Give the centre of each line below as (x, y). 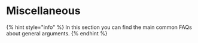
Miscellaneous (43, 11)
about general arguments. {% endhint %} (57, 33)
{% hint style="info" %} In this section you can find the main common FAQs (99, 27)
